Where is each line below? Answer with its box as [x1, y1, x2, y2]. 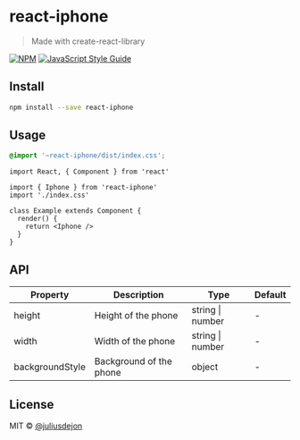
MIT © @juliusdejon [9, 420, 83, 431]
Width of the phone [94, 335, 176, 348]
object [191, 360, 219, 373]
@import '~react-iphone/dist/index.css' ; [9, 151, 166, 160]
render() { [17, 215, 58, 224]
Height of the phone [94, 309, 179, 322]
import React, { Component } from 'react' [9, 167, 170, 176]
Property [29, 289, 70, 301]
